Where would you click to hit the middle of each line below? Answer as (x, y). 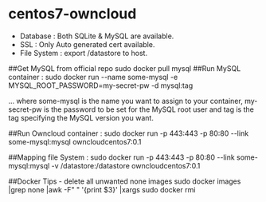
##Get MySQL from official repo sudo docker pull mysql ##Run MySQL (125, 68)
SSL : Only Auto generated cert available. (87, 44)
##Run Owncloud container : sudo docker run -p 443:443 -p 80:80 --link (129, 133)
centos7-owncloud (72, 14)
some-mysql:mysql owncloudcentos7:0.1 (75, 141)
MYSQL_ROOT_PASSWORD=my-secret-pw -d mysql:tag (101, 85)
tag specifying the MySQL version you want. (81, 117)
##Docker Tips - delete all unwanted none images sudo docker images (125, 181)
